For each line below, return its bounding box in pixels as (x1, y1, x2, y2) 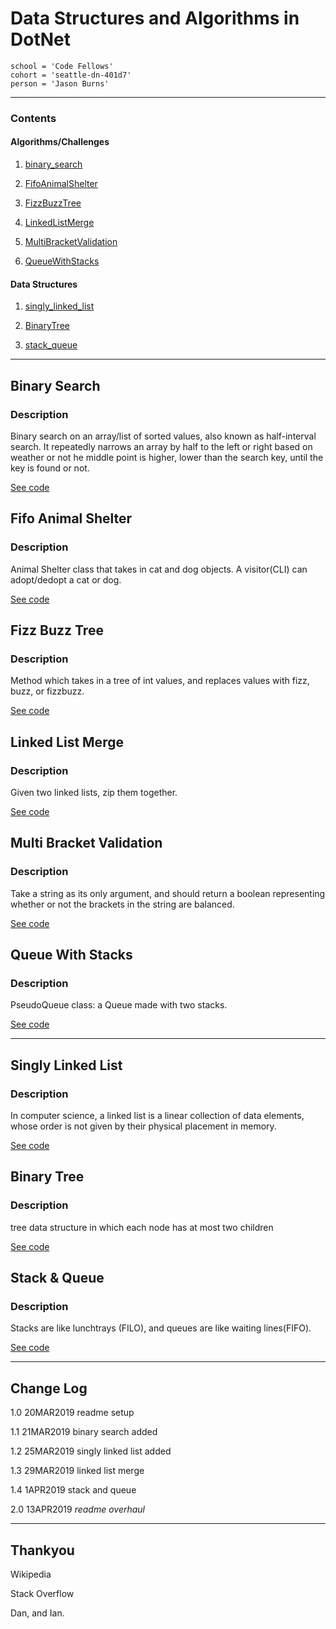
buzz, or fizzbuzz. (10, 685, 85, 697)
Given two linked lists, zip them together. (10, 787, 178, 799)
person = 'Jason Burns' (10, 78, 110, 89)
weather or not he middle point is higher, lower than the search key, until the (10, 451, 324, 463)
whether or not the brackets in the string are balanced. (10, 898, 235, 910)
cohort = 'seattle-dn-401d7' (10, 70, 132, 80)
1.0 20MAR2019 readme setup (10, 1407, 135, 1419)
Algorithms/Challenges (10, 136, 110, 148)
